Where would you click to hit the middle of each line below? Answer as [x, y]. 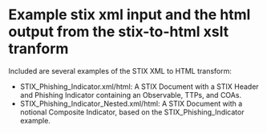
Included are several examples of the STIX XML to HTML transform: [120, 71]
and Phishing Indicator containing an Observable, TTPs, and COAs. [131, 95]
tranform [38, 49]
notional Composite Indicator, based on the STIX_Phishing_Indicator [132, 112]
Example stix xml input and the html [129, 15]
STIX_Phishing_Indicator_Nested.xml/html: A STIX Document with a [131, 103]
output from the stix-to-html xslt [119, 32]
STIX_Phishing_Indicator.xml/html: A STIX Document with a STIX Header [139, 87]
